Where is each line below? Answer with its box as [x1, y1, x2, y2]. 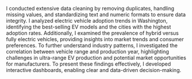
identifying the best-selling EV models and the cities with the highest [6, 23, 171, 30]
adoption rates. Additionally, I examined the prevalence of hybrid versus [6, 30, 179, 37]
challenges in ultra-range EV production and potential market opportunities [6, 55, 187, 61]
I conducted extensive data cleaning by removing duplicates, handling [6, 5, 174, 12]
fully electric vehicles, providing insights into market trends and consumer [6, 36, 184, 42]
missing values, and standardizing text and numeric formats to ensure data [6, 11, 186, 18]
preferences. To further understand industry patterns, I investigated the [6, 42, 178, 49]
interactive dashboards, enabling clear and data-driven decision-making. [6, 67, 181, 73]
